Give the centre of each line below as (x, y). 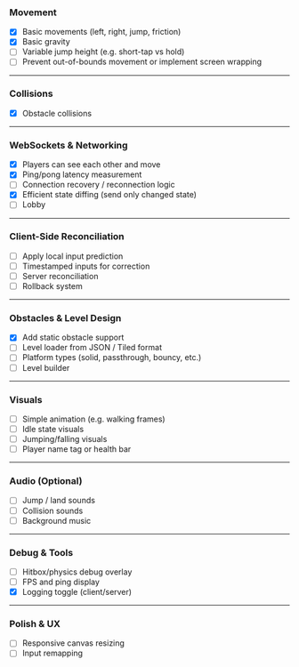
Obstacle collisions (57, 113)
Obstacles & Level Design (65, 317)
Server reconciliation (60, 276)
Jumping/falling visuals (65, 439)
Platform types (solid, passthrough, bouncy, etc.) (112, 358)
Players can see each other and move (91, 165)
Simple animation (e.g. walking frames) (94, 419)
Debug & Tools (41, 552)
